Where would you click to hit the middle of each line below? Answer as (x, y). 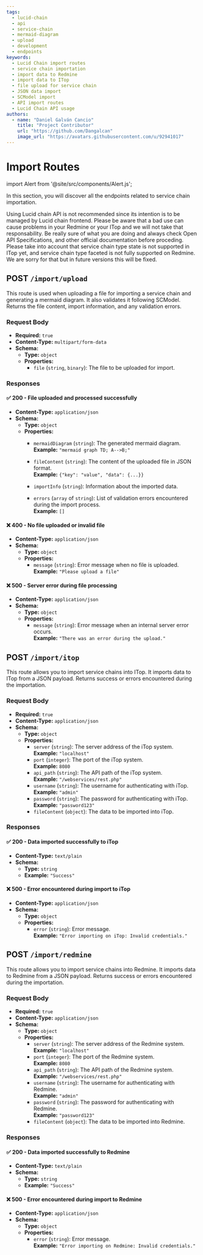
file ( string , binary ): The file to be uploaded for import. (104, 367)
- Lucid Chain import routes (49, 63)
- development (30, 46)
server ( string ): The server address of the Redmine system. (109, 1044)
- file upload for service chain (54, 86)
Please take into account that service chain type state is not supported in (98, 246)
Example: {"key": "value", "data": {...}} (89, 475)
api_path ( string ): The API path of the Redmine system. (103, 1070)
